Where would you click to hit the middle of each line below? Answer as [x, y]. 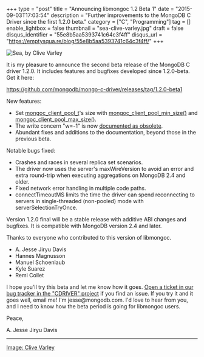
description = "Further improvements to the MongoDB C [121, 15]
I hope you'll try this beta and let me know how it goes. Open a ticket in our [100, 287]
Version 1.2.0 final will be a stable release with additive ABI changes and [97, 219]
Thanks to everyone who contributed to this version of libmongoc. [89, 237]
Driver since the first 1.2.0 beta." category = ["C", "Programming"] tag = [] [99, 22]
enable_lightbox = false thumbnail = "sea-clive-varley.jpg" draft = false [95, 28]
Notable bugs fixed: [31, 151]
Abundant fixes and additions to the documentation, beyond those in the [105, 132]
